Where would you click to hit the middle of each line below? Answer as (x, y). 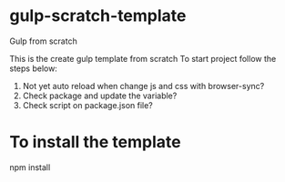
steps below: (33, 68)
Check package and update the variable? (100, 96)
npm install (30, 167)
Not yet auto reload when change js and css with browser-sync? (143, 86)
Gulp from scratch (43, 41)
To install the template (95, 142)
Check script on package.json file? (87, 105)
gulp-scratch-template (98, 16)
